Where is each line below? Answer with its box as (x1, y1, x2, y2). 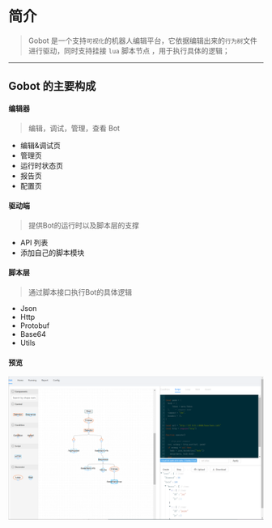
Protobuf (19, 321, 50, 330)
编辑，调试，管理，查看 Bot (28, 123, 120, 133)
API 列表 (19, 237, 49, 247)
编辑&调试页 (19, 140, 61, 150)
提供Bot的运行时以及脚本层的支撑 (28, 220, 139, 230)
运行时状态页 (19, 160, 63, 170)
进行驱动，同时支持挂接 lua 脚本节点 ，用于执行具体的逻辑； (28, 45, 231, 55)
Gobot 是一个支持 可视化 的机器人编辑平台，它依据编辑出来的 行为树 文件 (28, 36, 257, 45)
